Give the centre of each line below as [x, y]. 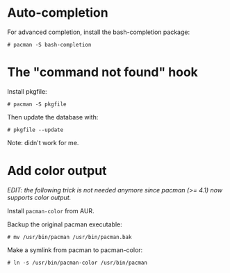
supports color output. [39, 197]
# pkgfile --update [35, 130]
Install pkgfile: [27, 91]
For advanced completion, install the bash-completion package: [98, 32]
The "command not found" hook [102, 73]
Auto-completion [58, 13]
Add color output [57, 171]
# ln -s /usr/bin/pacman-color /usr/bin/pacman [77, 263]
